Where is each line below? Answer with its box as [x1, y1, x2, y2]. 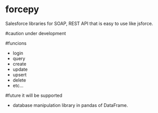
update [12, 66, 28, 72]
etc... [12, 82, 24, 89]
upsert [12, 71, 27, 77]
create [12, 61, 27, 67]
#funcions [5, 40, 27, 46]
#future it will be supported [5, 92, 63, 98]
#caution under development [5, 30, 66, 36]
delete [12, 77, 27, 83]
